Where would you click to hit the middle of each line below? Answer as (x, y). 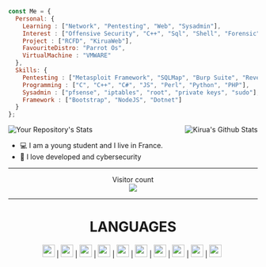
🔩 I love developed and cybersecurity (80, 157)
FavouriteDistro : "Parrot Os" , (74, 48)
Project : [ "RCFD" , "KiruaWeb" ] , (78, 41)
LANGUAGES (133, 227)
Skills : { (31, 71)
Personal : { (35, 19)
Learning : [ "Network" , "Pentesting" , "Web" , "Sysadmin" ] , (122, 26)
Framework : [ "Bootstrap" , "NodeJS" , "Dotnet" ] (102, 100)
